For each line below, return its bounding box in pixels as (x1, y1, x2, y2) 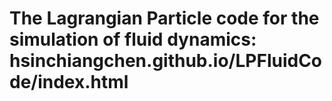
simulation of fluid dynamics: (9, 28, 257, 51)
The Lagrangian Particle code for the (9, 7, 320, 30)
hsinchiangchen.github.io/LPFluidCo (9, 50, 323, 72)
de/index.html (9, 71, 129, 94)
